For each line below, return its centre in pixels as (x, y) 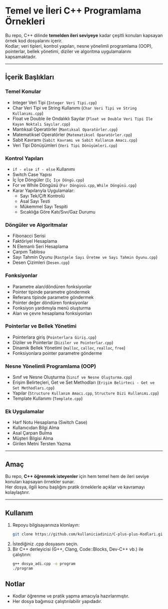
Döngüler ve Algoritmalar (36, 225)
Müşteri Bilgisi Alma (33, 438)
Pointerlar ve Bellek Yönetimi (41, 326)
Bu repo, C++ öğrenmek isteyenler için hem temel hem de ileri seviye (77, 476)
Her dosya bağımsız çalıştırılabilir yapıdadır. (57, 601)
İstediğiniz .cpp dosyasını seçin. (45, 544)
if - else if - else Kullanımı (43, 169)
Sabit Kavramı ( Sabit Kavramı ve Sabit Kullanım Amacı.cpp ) (75, 140)
